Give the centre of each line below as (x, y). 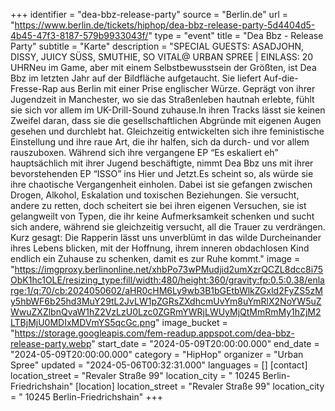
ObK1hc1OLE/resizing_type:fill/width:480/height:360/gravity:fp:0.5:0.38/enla (167, 280)
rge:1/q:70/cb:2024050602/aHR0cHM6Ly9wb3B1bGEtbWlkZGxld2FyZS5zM (166, 290)
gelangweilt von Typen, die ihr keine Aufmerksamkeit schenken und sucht (162, 216)
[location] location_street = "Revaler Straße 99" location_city (200, 386)
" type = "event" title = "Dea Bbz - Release (236, 35)
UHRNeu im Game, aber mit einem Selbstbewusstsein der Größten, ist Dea (163, 67)
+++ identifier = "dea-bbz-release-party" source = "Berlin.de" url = (149, 14)
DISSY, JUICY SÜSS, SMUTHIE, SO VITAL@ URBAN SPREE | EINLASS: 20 (162, 57)
